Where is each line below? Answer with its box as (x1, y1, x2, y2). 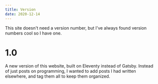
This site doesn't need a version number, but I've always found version (5, 25, 147, 31)
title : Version (5, 7, 36, 12)
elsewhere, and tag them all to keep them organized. (5, 73, 110, 79)
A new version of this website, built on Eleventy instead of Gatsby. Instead (5, 63, 154, 69)
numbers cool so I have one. (5, 30, 62, 36)
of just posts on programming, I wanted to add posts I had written (5, 68, 136, 74)
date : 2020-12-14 (5, 12, 40, 17)
